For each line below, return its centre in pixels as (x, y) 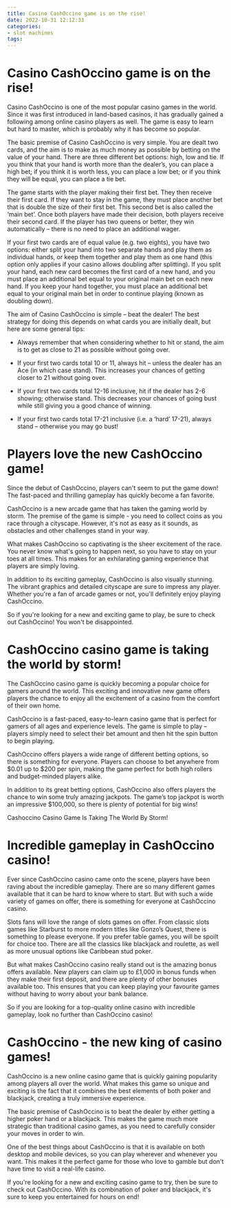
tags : (15, 39)
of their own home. (34, 705)
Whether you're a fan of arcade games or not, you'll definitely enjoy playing (114, 594)
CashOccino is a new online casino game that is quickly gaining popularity (112, 1076)
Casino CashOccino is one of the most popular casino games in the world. (112, 107)
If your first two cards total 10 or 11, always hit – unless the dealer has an (119, 363)
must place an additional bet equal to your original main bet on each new (110, 279)
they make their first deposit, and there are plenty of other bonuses (102, 979)
